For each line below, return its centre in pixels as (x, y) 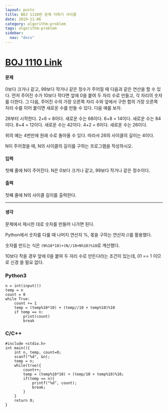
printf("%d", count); (54, 383)
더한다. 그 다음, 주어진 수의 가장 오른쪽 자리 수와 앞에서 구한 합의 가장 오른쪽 (84, 102)
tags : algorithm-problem (31, 28)
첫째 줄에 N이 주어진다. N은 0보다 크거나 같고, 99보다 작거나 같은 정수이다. (78, 170)
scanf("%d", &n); (32, 357)
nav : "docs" (22, 38)
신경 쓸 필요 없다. (27, 262)
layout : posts (20, 10)
